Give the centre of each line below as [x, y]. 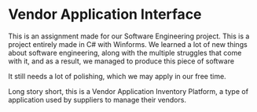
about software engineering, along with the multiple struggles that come [125, 52]
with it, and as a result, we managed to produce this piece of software [121, 61]
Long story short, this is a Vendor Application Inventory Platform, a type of [128, 91]
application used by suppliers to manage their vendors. [97, 99]
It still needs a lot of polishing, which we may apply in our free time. [117, 76]
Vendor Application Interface [105, 14]
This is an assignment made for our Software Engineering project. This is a [129, 36]
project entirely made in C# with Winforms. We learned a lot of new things [128, 44]
